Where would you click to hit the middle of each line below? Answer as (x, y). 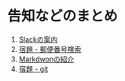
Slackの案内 (38, 39)
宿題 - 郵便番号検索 (50, 49)
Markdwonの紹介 (46, 59)
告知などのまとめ (63, 16)
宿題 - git (33, 68)
